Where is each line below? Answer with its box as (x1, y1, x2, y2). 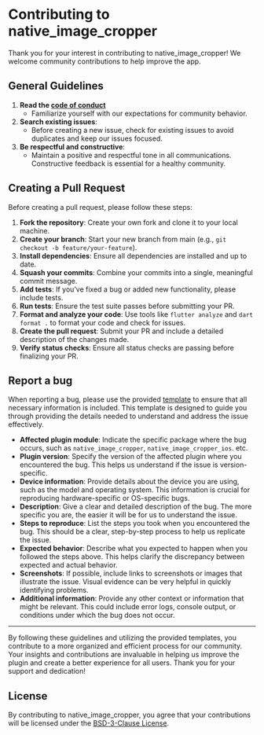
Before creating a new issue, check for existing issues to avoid (31, 125, 234, 134)
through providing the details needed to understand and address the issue (8, 411, 249, 421)
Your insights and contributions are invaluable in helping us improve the (8, 650, 240, 660)
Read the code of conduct (19, 100, 106, 109)
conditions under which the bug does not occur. (19, 611, 175, 620)
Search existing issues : (19, 116, 98, 127)
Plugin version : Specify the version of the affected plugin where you (19, 452, 242, 461)
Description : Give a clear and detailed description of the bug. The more (19, 502, 252, 512)
